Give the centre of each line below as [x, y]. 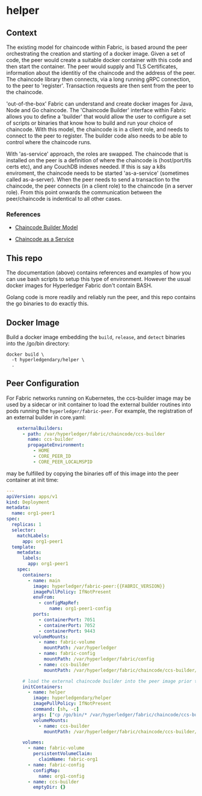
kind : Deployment [28, 502]
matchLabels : [33, 535]
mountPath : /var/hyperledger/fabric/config [99, 659]
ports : [41, 614]
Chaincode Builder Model [46, 227]
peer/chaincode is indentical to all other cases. [64, 199]
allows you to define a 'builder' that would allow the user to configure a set [99, 116]
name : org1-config [61, 776]
